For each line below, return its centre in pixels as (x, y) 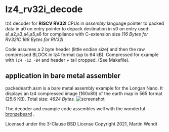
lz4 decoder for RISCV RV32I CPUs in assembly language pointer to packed (85, 23)
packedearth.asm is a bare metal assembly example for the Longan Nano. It (84, 88)
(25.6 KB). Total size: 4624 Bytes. (40, 99)
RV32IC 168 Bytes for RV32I (34, 39)
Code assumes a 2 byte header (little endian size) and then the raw (75, 49)
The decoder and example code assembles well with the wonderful (75, 108)
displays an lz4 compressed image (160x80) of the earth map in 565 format (84, 93)
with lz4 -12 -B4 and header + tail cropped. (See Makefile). (68, 60)
